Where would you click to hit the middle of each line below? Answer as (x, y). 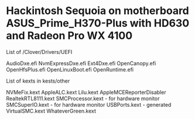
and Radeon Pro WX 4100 (69, 36)
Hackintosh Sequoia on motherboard (97, 11)
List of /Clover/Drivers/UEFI (39, 52)
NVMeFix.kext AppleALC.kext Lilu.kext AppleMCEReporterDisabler (86, 92)
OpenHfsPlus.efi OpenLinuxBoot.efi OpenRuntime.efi (70, 69)
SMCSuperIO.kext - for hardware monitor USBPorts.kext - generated (89, 104)
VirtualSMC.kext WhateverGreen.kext (51, 111)
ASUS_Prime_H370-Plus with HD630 (98, 23)
